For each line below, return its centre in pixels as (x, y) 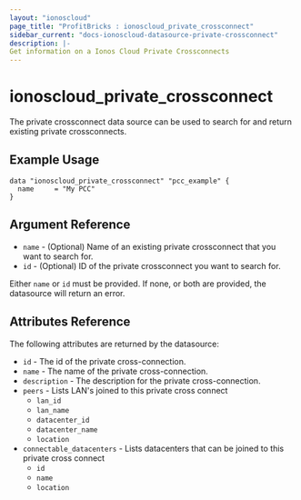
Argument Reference (70, 225)
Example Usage (55, 160)
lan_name (53, 410)
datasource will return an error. (67, 293)
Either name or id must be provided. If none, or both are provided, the (138, 284)
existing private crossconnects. (68, 132)
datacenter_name (67, 430)
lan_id (49, 401)
